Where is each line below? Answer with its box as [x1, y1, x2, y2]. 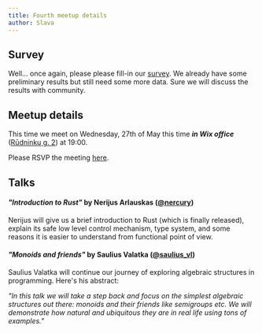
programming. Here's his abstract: [8, 276, 120, 285]
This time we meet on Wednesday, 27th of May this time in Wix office [8, 129, 234, 139]
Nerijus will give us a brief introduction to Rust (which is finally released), [8, 215, 245, 224]
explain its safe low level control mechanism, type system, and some [8, 224, 231, 233]
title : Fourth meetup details [8, 11, 108, 20]
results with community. [8, 86, 86, 95]
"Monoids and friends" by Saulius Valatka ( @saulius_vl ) [8, 250, 195, 260]
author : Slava [8, 19, 55, 27]
